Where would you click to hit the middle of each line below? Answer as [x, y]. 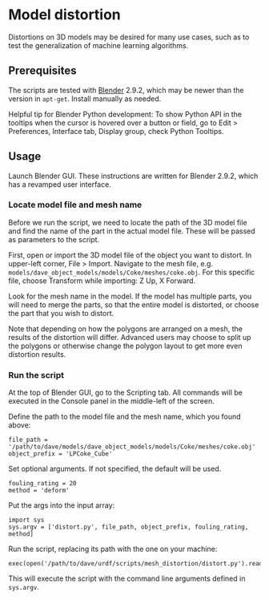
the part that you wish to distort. [61, 313]
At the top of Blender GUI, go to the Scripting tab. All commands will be [125, 393]
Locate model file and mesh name [75, 205]
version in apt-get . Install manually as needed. [85, 99]
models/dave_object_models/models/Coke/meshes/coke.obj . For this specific [132, 272]
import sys [26, 520]
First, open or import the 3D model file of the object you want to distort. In [130, 255]
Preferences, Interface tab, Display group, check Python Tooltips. [116, 131]
